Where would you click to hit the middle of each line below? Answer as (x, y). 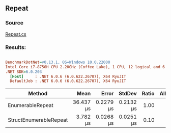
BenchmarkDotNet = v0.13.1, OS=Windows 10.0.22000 (58, 62)
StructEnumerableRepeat (38, 120)
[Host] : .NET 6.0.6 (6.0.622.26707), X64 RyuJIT (68, 76)
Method (38, 94)
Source (15, 23)
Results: (16, 47)
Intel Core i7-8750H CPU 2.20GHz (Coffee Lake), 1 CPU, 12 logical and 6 (85, 67)
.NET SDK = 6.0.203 (24, 72)
